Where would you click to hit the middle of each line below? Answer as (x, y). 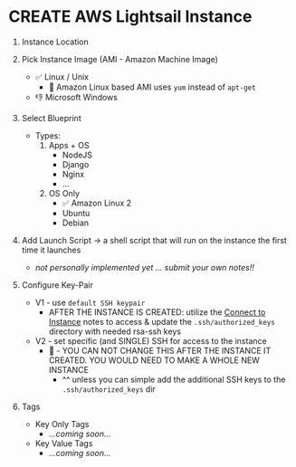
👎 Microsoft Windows (76, 97)
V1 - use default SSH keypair (90, 302)
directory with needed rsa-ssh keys (115, 331)
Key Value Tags (64, 443)
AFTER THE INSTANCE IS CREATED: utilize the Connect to (157, 312)
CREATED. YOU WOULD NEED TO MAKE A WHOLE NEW (154, 360)
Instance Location (55, 42)
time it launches (51, 250)
